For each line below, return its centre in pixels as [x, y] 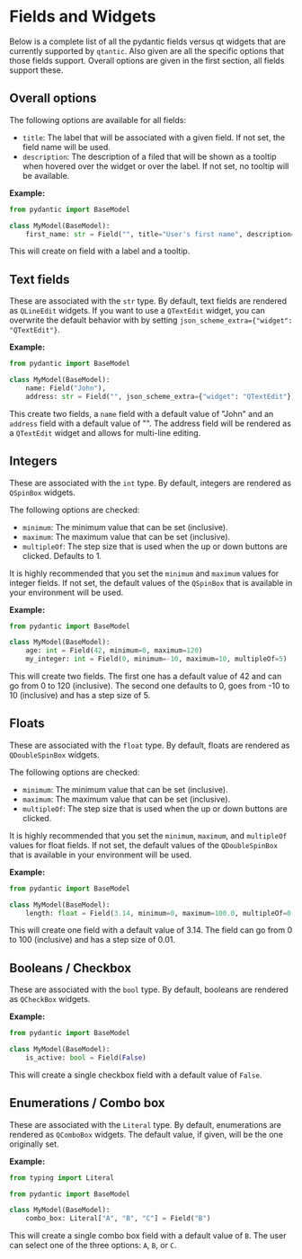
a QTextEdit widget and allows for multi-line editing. [105, 432]
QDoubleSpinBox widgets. [55, 754]
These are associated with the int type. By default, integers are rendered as [151, 483]
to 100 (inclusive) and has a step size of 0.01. [92, 940]
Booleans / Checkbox [71, 968]
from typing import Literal [62, 1178]
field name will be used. [66, 146]
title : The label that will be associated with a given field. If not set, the [154, 137]
